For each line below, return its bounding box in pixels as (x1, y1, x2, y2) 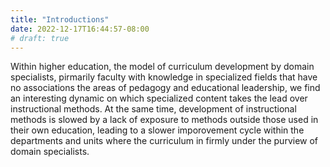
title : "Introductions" (10, 14, 110, 25)
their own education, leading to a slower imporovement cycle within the (10, 124, 305, 136)
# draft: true (10, 33, 70, 43)
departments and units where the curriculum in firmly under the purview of (10, 135, 319, 147)
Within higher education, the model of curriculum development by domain (10, 61, 315, 73)
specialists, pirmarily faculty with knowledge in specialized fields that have (10, 71, 318, 83)
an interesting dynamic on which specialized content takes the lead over (10, 92, 308, 105)
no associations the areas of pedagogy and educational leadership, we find (10, 82, 321, 94)
